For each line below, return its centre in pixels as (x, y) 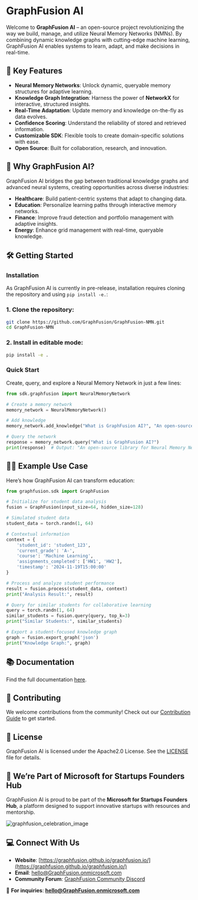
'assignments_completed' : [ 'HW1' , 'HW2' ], (70, 562)
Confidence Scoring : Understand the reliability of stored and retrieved (100, 123)
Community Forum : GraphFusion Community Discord (80, 879)
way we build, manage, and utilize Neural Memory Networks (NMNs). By (94, 33)
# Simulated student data (38, 518)
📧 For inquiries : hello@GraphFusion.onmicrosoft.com (73, 890)
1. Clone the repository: (40, 310)
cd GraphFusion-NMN (30, 327)
